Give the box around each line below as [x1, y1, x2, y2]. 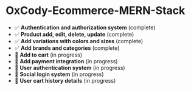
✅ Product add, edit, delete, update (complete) [14, 30, 134, 38]
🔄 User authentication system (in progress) [14, 64, 125, 71]
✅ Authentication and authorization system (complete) [14, 24, 156, 31]
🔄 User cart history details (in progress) [14, 77, 116, 84]
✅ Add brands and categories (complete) [14, 44, 120, 52]
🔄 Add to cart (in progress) [14, 51, 83, 58]
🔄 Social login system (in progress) [14, 71, 104, 78]
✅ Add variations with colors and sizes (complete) [14, 37, 144, 44]
